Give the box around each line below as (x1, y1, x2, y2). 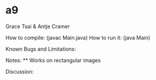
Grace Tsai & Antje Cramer (5, 23, 70, 30)
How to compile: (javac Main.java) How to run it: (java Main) (5, 34, 151, 41)
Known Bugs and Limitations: (5, 45, 77, 53)
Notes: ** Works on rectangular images (5, 57, 101, 64)
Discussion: (5, 68, 34, 75)
